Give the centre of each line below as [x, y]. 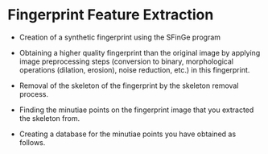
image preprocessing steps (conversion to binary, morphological [126, 61]
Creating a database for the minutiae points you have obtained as [128, 134]
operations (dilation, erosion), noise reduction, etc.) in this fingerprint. [134, 69]
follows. [32, 142]
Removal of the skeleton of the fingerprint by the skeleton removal [129, 85]
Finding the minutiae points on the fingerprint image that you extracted [136, 110]
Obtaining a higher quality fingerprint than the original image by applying [140, 52]
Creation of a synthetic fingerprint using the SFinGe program [120, 37]
